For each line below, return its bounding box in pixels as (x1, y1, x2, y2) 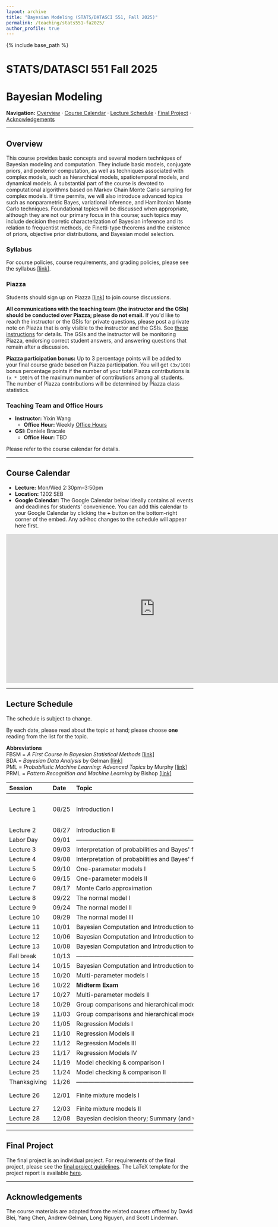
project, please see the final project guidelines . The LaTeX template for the (6, 1163, 189, 1170)
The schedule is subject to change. (6, 715, 92, 722)
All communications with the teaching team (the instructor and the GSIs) (6, 305, 189, 312)
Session (9, 784, 33, 792)
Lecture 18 (9, 1000, 40, 1008)
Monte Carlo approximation (76, 884, 153, 892)
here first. (14, 522, 39, 529)
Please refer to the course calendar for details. (6, 445, 120, 453)
